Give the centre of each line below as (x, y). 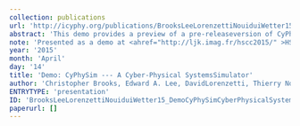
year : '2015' (33, 51)
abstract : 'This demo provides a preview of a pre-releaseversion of (142, 34)
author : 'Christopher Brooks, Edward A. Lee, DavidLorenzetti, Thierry (145, 83)
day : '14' (28, 67)
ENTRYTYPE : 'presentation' (59, 91)
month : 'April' (37, 59)
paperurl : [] (33, 108)
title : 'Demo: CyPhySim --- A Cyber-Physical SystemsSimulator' (131, 75)
